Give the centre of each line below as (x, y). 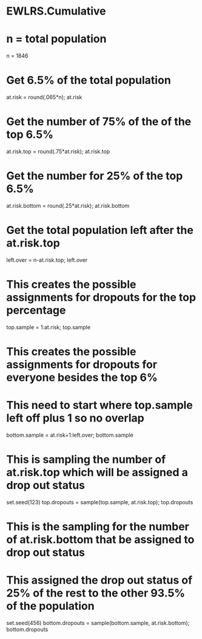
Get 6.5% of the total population (89, 80)
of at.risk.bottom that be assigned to (100, 540)
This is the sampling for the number (98, 527)
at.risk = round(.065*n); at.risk (44, 97)
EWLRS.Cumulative (56, 11)
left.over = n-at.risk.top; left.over (47, 260)
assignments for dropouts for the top (101, 297)
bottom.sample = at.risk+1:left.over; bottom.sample (70, 435)
